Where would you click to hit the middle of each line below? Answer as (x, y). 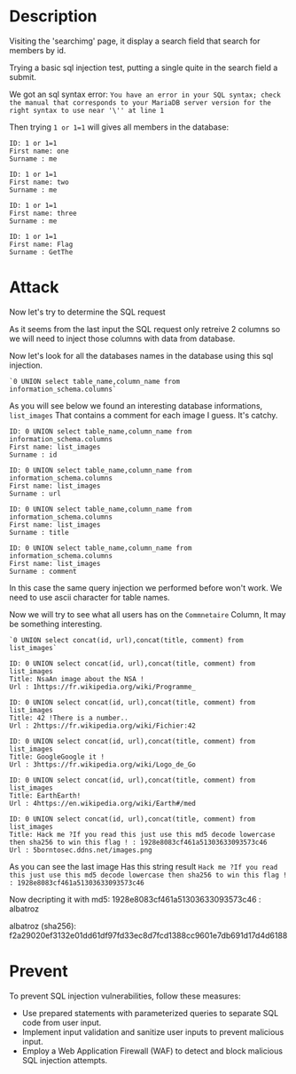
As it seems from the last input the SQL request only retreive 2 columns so (145, 329)
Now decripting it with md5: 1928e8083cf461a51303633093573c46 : (135, 899)
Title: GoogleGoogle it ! (57, 757)
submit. (23, 76)
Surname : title (39, 532)
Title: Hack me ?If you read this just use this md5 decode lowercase (142, 834)
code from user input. (62, 1022)
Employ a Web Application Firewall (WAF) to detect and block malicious (152, 1051)
